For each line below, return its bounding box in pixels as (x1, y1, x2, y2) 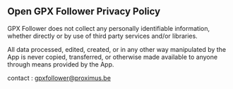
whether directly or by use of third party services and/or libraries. (7, 32, 198, 40)
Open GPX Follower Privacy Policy (7, 6, 161, 18)
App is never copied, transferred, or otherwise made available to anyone (7, 53, 217, 61)
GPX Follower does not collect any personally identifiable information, (7, 24, 210, 32)
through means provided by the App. (7, 60, 114, 69)
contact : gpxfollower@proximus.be (7, 74, 112, 82)
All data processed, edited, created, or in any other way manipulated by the (7, 45, 227, 53)
